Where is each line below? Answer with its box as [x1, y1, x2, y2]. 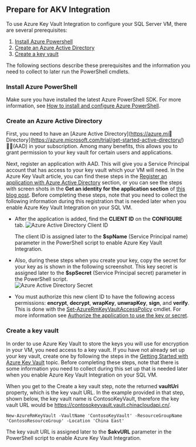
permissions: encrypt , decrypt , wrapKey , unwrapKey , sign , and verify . [14, 300, 190, 307]
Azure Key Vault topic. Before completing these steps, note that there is [6, 358, 179, 366]
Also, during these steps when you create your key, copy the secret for [14, 257, 187, 264]
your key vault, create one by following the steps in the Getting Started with [6, 352, 189, 359]
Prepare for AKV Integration [6, 5, 110, 15]
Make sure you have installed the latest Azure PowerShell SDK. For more [6, 96, 181, 103]
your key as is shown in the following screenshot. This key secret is [14, 263, 178, 270]
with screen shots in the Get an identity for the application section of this [6, 185, 185, 193]
